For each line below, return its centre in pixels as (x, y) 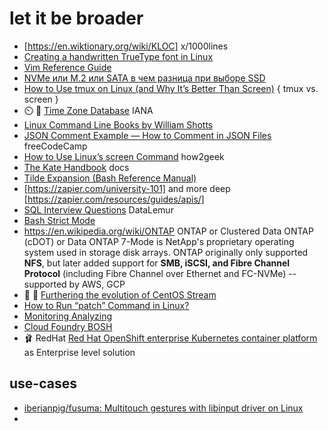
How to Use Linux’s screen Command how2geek (124, 156)
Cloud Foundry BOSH (68, 326)
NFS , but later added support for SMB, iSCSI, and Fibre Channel (157, 263)
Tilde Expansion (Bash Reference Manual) (110, 178)
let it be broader (76, 18)
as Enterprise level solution (79, 352)
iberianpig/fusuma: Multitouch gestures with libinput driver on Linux (163, 408)
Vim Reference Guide (67, 67)
